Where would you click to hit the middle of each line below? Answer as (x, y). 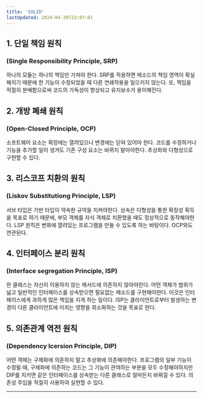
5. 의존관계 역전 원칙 (42, 328)
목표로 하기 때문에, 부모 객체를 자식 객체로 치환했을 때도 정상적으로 (91, 217)
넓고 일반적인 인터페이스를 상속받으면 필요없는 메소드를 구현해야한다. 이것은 (95, 292)
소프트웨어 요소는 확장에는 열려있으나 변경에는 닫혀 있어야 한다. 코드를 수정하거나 (101, 142)
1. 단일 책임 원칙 (34, 43)
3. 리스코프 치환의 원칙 (46, 178)
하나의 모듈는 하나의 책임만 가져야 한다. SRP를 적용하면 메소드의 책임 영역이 (95, 75)
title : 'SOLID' (25, 12)
